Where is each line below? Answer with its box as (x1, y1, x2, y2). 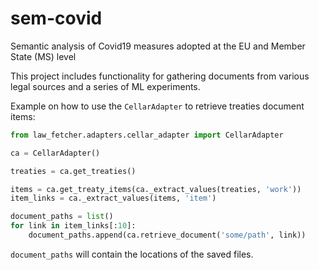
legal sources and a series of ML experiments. (10, 80, 201, 92)
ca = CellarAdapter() (10, 148, 101, 158)
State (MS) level (10, 50, 77, 62)
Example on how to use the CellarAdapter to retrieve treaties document (10, 100, 305, 112)
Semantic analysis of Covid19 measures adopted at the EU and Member (10, 40, 306, 52)
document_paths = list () (10, 212, 114, 222)
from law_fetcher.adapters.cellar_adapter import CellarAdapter (10, 130, 284, 140)
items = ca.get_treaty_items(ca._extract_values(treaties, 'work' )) (10, 184, 302, 194)
